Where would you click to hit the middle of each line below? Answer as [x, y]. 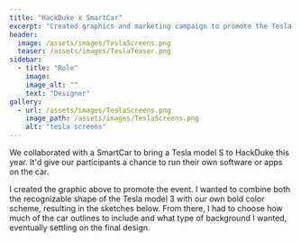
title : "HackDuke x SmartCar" [66, 18]
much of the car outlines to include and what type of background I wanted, [148, 218]
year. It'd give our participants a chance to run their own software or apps [146, 162]
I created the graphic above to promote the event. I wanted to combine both [150, 189]
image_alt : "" [52, 85]
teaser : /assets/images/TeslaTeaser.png [94, 51]
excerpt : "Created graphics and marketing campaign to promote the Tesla [151, 26]
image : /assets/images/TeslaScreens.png [94, 43]
